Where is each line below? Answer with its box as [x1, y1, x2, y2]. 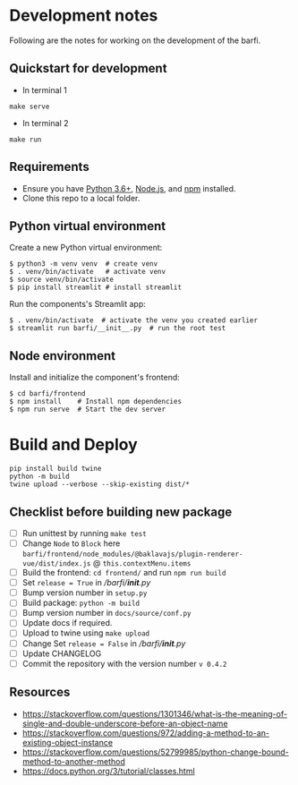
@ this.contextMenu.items [92, 558, 192, 568]
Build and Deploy [9, 435, 139, 455]
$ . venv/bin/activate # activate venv [9, 268, 166, 277]
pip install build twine [9, 465, 102, 474]
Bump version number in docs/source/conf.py [21, 608, 192, 619]
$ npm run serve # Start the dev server [9, 405, 166, 414]
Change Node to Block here [21, 538, 121, 549]
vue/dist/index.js [21, 559, 91, 568]
